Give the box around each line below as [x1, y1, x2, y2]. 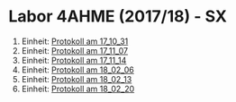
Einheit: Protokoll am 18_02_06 [21, 64, 134, 75]
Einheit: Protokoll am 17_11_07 [21, 45, 128, 55]
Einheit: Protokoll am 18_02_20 [21, 83, 135, 94]
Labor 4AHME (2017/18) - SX [8, 6, 227, 27]
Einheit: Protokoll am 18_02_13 [21, 73, 132, 84]
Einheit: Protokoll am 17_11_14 [21, 55, 127, 65]
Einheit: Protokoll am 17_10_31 [21, 36, 129, 47]
